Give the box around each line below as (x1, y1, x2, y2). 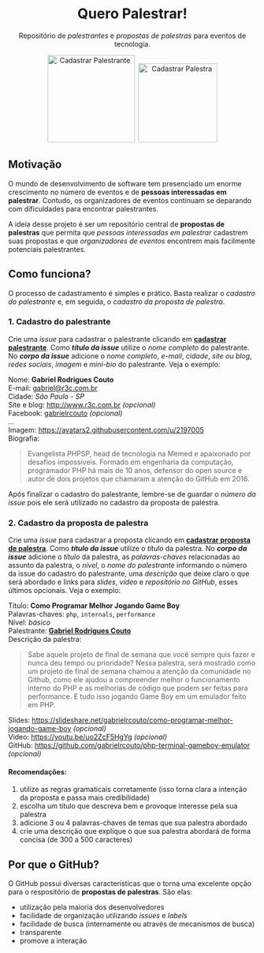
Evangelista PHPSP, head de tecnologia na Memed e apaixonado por (27, 448, 251, 458)
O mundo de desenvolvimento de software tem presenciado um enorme (8, 178, 242, 188)
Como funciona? (8, 268, 91, 281)
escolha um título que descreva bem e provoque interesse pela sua (19, 801, 238, 811)
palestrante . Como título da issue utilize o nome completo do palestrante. (8, 343, 250, 352)
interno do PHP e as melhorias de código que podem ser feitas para (27, 684, 248, 693)
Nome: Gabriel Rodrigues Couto (8, 374, 114, 384)
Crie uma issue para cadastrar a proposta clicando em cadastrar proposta (8, 535, 251, 545)
